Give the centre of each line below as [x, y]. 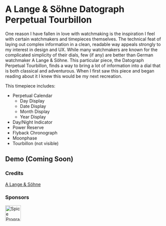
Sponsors [17, 197]
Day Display [32, 100]
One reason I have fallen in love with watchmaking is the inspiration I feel [80, 33]
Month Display [35, 111]
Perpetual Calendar [32, 95]
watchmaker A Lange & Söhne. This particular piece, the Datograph [74, 60]
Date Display [33, 106]
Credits [14, 173]
